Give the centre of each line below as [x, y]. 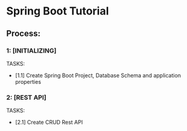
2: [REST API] [26, 97]
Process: [23, 34]
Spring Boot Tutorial [57, 11]
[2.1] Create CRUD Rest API [49, 123]
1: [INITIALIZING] [31, 51]
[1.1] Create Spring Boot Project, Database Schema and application [98, 75]
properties [28, 81]
